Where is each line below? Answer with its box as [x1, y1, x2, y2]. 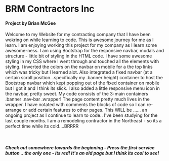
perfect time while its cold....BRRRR [5, 123, 79, 130]
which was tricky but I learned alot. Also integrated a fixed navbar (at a [5, 69, 153, 75]
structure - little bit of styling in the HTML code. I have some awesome [5, 53, 152, 59]
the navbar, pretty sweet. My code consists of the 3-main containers [5, 91, 148, 97]
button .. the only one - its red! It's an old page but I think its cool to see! [5, 150, 159, 156]
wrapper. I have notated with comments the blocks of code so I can [5, 102, 146, 108]
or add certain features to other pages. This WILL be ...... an [22, 107, 148, 113]
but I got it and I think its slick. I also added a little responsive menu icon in [5, 85, 160, 91]
